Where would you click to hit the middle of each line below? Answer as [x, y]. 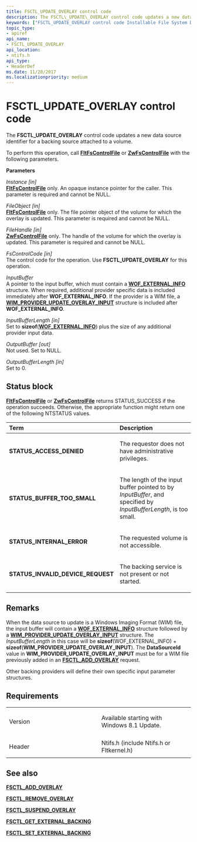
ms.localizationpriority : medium [47, 77]
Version [20, 721]
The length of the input [151, 479]
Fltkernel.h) [117, 750]
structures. [19, 677]
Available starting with [132, 718]
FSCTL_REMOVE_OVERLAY [40, 799]
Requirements [32, 696]
